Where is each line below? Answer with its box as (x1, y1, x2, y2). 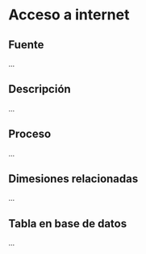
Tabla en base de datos (8, 216, 127, 231)
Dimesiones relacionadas (8, 172, 139, 186)
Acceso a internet (8, 6, 130, 24)
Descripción (8, 82, 71, 96)
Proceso (8, 127, 52, 141)
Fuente (8, 38, 44, 52)
